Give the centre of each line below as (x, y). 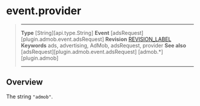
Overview (25, 82)
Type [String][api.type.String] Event (65, 33)
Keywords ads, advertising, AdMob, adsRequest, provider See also (103, 45)
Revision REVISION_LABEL (138, 39)
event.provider (44, 11)
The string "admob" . (30, 97)
